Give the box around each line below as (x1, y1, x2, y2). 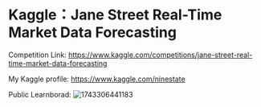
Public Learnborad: (8, 89, 72, 99)
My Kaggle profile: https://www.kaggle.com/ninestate (8, 74, 186, 84)
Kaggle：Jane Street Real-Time (8, 6, 222, 24)
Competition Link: (8, 50, 67, 60)
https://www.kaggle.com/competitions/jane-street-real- (67, 50, 253, 60)
